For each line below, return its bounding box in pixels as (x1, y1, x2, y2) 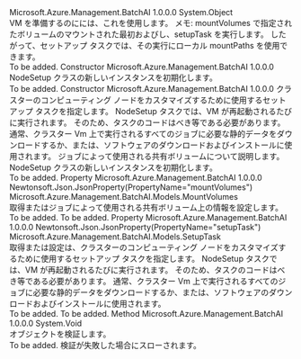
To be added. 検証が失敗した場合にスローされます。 (9, 340, 202, 350)
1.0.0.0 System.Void (9, 318, 83, 328)
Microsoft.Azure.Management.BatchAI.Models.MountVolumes (9, 192, 238, 202)
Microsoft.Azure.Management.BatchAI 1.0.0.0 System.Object (9, 7, 234, 17)
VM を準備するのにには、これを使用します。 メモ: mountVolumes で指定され (9, 18, 293, 28)
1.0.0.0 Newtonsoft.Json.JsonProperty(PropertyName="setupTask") (9, 222, 261, 232)
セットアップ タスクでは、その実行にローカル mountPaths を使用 (40, 40, 280, 50)
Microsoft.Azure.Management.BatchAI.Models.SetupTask (9, 231, 222, 242)
